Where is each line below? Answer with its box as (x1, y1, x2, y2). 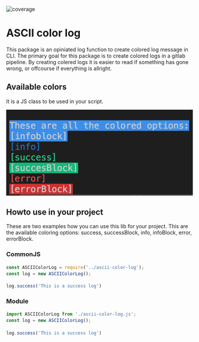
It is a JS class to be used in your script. (6, 98, 104, 105)
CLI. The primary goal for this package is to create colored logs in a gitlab (6, 52, 185, 59)
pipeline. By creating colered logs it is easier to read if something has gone (6, 58, 189, 65)
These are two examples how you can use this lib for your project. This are (6, 223, 188, 230)
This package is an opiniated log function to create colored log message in (6, 46, 188, 53)
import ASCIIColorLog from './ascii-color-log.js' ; (6, 311, 136, 317)
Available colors (6, 82, 67, 92)
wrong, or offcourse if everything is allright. (6, 65, 112, 72)
